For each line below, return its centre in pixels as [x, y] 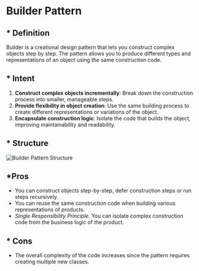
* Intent [20, 79]
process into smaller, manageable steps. [64, 99]
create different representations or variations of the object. [86, 112]
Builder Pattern [44, 11]
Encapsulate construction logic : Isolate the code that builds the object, [102, 118]
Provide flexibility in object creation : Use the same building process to [102, 105]
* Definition [28, 33]
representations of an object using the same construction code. [84, 60]
